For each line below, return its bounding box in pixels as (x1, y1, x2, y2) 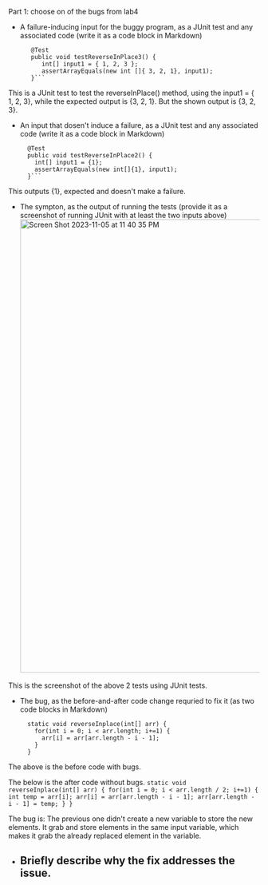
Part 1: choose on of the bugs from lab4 (8, 7, 139, 16)
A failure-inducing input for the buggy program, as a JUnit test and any (19, 22, 254, 31)
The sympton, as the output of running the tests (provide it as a (19, 202, 228, 211)
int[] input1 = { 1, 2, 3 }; (41, 60, 139, 68)
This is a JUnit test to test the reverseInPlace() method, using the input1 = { (8, 88, 254, 97)
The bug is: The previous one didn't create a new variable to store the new (8, 814, 254, 823)
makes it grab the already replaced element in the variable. (8, 831, 202, 840)
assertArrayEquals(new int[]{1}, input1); (34, 165, 178, 173)
